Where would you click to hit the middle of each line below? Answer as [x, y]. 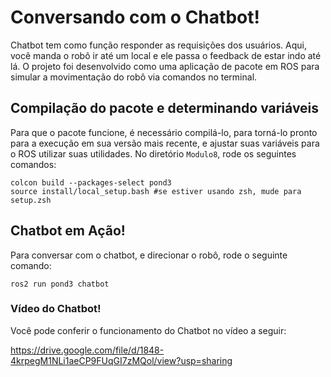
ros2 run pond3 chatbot [60, 284]
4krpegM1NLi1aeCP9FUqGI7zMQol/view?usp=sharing [121, 360]
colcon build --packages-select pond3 [91, 182]
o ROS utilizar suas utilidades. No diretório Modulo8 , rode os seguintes [153, 153]
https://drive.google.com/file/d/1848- [87, 350]
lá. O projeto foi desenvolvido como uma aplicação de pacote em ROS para [165, 66]
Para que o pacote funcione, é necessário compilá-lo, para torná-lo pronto [164, 132]
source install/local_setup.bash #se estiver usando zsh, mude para [156, 191]
